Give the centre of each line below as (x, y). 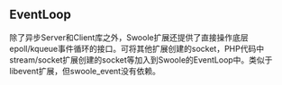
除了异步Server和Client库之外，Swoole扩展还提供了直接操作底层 (129, 37)
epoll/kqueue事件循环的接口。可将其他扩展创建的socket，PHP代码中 (136, 48)
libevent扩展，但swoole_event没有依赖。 (85, 71)
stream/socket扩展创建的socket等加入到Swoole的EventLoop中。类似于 (141, 59)
